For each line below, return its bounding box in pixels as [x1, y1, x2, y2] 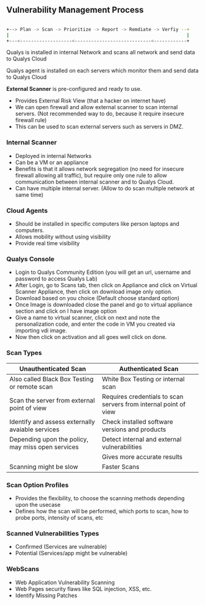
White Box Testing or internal [101, 374, 185, 383]
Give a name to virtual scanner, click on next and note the [15, 314, 160, 321]
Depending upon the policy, [9, 435, 88, 443]
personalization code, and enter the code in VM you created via [15, 320, 176, 328]
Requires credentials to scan [101, 392, 184, 401]
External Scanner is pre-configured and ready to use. [6, 85, 142, 93]
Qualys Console [6, 254, 55, 263]
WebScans [6, 565, 40, 573]
